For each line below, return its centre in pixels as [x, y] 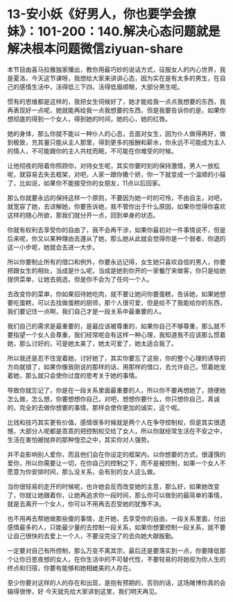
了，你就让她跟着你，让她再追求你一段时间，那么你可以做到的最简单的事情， [116, 495]
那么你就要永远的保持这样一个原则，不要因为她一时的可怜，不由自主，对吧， [116, 198]
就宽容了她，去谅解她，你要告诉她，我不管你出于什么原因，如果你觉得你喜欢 [116, 206]
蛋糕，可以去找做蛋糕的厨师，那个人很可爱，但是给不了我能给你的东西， [122, 302]
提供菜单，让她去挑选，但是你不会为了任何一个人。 [80, 279]
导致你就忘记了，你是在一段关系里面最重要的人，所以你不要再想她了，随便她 [116, 390]
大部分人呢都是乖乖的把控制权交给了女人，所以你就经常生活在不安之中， [122, 431]
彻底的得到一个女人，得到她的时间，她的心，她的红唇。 [92, 119]
